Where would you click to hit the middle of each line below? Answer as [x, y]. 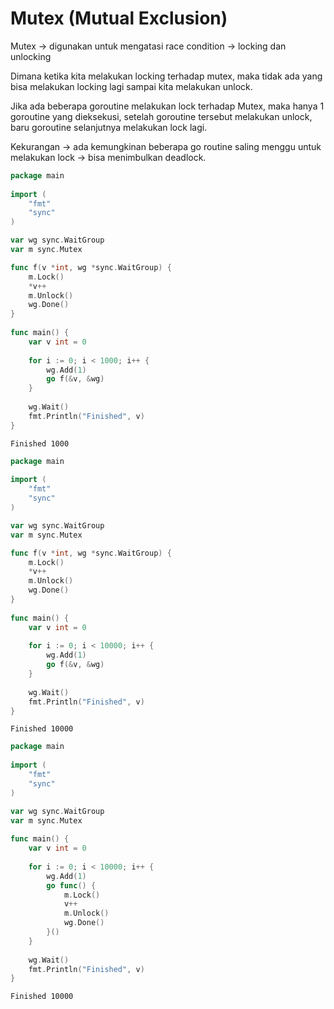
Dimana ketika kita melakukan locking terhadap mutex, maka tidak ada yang [166, 76]
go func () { [71, 885]
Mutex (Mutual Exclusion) [119, 18]
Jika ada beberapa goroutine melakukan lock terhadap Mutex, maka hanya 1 [167, 106]
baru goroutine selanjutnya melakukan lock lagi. [109, 127]
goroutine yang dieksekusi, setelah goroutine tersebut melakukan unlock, [161, 116]
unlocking [31, 56]
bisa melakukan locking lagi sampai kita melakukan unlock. [131, 86]
